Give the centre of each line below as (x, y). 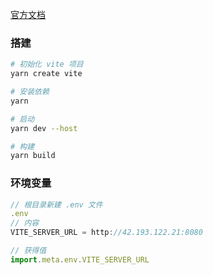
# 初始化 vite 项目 (47, 64)
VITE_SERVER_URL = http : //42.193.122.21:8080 (106, 233)
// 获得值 (28, 251)
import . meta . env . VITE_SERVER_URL (80, 259)
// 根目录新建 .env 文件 (56, 204)
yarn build (33, 156)
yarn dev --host (44, 128)
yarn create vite (46, 74)
